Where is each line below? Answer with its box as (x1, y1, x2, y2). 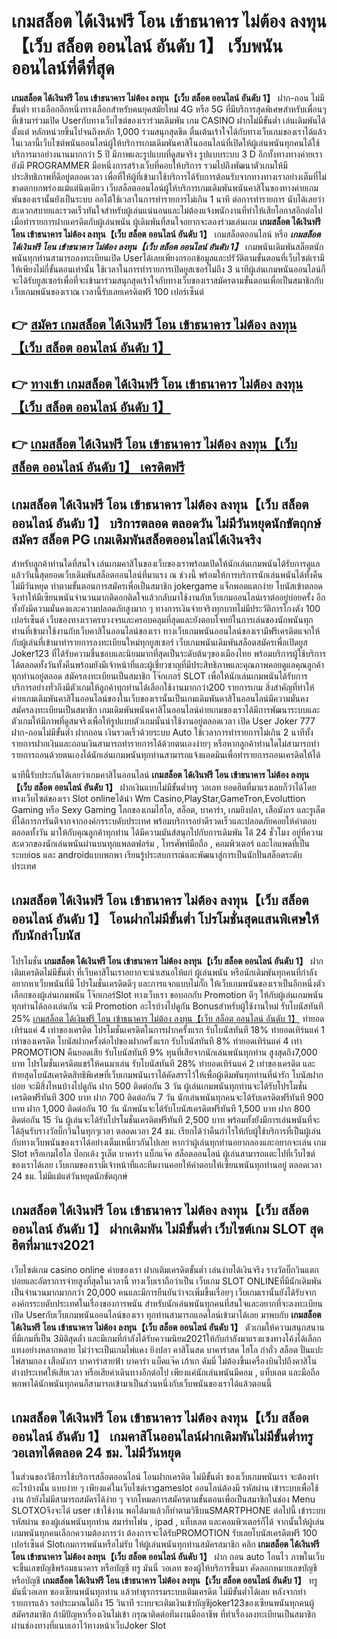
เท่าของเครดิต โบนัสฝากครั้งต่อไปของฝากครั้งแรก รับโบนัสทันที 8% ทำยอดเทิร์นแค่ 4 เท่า (11, 1035, 303, 1047)
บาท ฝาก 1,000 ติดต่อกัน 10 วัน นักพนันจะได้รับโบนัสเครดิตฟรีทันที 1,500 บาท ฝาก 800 (11, 1102, 311, 1114)
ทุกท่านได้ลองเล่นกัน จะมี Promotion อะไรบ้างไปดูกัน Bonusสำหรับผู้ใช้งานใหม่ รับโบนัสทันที (11, 1000, 324, 1012)
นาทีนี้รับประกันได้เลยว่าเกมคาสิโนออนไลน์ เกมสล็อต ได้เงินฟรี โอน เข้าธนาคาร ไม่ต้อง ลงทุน (11, 768, 310, 780)
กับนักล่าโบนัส (11, 927, 81, 944)
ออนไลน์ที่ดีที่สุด (11, 57, 115, 80)
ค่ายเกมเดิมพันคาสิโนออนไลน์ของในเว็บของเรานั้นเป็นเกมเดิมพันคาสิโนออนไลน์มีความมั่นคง (11, 692, 309, 704)
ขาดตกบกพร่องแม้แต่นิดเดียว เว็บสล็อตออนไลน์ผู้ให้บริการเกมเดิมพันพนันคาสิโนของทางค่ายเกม (11, 181, 319, 194)
